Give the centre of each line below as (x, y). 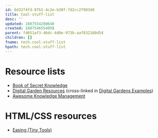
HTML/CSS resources (51, 116)
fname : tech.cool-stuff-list (35, 42)
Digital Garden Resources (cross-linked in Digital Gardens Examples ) (83, 91)
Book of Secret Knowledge (40, 85)
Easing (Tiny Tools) (32, 130)
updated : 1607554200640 (30, 24)
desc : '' (14, 19)
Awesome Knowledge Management (49, 96)
